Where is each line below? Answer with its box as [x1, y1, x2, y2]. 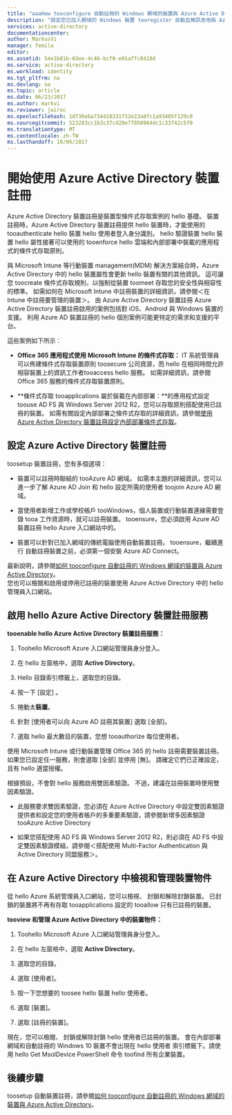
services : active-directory [7, 23, 88, 30]
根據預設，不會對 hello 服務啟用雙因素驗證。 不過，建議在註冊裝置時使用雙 [7, 778, 220, 787]
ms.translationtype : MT [7, 126, 76, 133]
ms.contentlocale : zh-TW [7, 132, 79, 139]
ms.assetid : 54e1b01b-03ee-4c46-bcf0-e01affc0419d [7, 55, 156, 62]
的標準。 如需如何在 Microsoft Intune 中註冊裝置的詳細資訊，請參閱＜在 [7, 288, 211, 296]
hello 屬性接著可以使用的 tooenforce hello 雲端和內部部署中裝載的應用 [14, 238, 213, 246]
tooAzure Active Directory [17, 818, 91, 827]
